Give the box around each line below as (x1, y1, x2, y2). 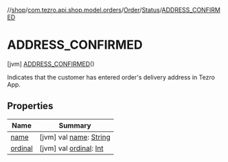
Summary (58, 120, 91, 130)
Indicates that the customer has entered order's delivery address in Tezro (7, 73, 215, 81)
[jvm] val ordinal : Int (39, 143, 104, 153)
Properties (7, 100, 54, 112)
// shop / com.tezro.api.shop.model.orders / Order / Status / (7, 6, 163, 14)
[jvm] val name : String (39, 132, 111, 141)
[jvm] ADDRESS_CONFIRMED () (7, 60, 95, 68)
